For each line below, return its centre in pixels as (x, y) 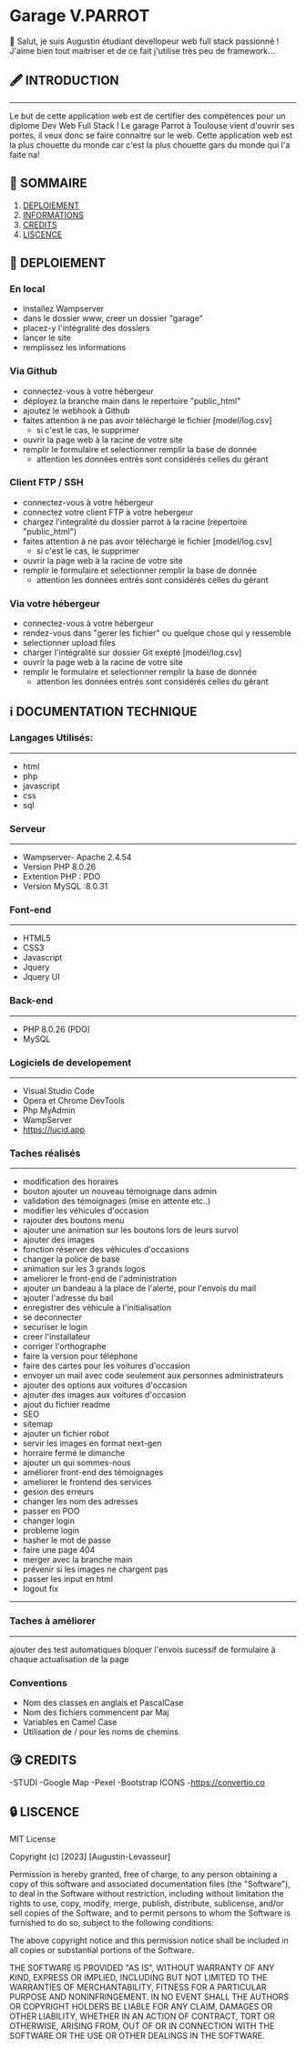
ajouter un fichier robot (66, 1434)
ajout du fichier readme (66, 1405)
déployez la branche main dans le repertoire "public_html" (132, 400)
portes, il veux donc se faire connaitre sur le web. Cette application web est (151, 135)
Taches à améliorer (52, 1621)
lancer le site (46, 338)
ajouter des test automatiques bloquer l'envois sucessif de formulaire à (143, 1649)
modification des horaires (71, 1181)
